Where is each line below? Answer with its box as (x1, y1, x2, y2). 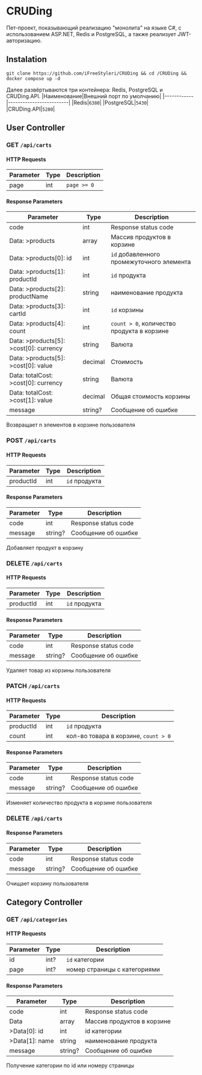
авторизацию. (6, 37, 42, 44)
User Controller (6, 123, 65, 133)
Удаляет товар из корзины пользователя (6, 667, 111, 674)
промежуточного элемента (111, 257, 191, 266)
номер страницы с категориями (66, 966, 161, 974)
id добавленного (111, 250, 161, 259)
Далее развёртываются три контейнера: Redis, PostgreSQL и (6, 86, 164, 93)
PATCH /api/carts (6, 682, 60, 690)
